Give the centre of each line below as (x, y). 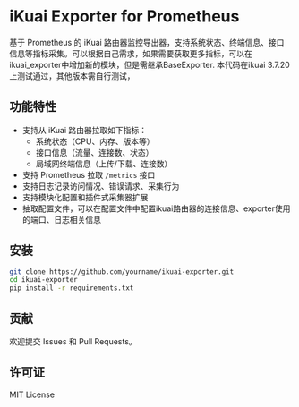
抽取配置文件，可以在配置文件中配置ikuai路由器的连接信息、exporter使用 (156, 208)
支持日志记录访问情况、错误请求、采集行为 (101, 186)
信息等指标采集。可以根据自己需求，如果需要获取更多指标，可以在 (131, 53)
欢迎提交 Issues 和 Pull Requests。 (73, 341)
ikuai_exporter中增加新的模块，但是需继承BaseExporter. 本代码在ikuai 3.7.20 (150, 64)
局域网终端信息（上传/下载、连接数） (104, 164)
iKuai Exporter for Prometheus (124, 17)
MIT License (32, 394)
